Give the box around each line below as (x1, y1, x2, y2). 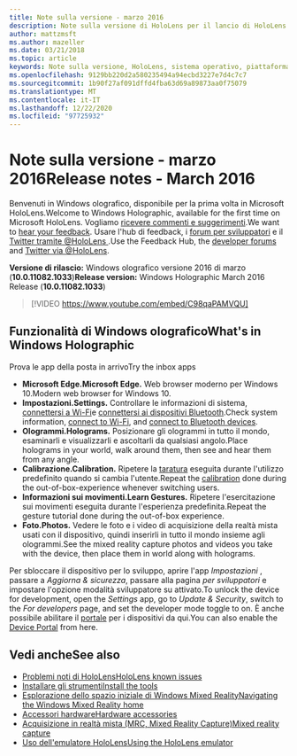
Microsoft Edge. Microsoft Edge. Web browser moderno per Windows (21, 378, 278, 389)
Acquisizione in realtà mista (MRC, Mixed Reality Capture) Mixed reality (21, 718, 280, 729)
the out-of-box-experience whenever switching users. (21, 482, 220, 493)
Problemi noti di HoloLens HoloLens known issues (21, 671, 202, 682)
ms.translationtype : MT (9, 87, 97, 96)
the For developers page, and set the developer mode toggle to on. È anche (9, 603, 285, 613)
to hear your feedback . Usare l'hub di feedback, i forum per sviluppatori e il (9, 227, 284, 238)
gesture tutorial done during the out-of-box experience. (21, 510, 225, 521)
